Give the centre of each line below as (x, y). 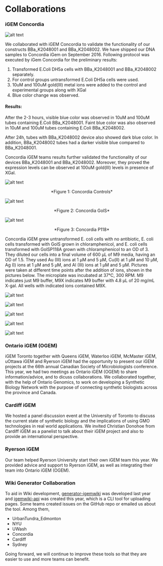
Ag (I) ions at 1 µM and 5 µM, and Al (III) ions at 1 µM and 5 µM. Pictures (76, 265)
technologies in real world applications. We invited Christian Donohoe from (80, 426)
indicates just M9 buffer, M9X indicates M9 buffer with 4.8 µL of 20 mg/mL (80, 280)
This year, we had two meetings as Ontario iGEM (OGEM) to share (71, 372)
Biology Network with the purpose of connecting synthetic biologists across (81, 387)
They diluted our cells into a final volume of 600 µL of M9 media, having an (80, 254)
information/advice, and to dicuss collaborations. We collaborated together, (81, 377)
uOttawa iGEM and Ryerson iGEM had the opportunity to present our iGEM (80, 361)
